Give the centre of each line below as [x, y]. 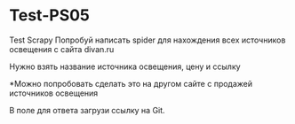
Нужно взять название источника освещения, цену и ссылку [125, 66]
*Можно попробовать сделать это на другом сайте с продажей [131, 83]
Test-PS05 [50, 15]
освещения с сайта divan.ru [62, 49]
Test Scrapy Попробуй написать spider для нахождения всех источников [147, 40]
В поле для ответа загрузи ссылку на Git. [88, 110]
